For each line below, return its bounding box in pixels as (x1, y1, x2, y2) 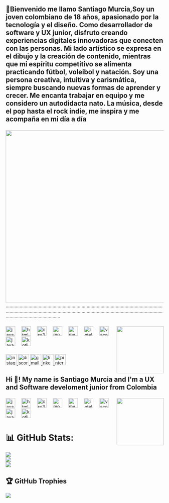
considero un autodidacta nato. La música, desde (6, 99, 163, 108)
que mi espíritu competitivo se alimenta (6, 60, 132, 68)
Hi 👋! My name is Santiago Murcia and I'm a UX (6, 375, 155, 383)
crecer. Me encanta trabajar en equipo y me (6, 91, 145, 100)
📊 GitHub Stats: (6, 432, 74, 443)
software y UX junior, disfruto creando (6, 29, 128, 37)
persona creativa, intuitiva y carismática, (6, 76, 137, 84)
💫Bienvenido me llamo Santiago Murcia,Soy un (6, 5, 155, 14)
